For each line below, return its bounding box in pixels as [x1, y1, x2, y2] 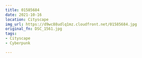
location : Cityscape [5, 17, 49, 22]
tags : [5, 31, 17, 36]
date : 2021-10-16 [5, 12, 42, 17]
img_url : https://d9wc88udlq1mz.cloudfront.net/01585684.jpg [5, 21, 137, 27]
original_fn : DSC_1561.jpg [5, 26, 62, 32]
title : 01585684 [5, 7, 40, 13]
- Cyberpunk [5, 41, 30, 46]
